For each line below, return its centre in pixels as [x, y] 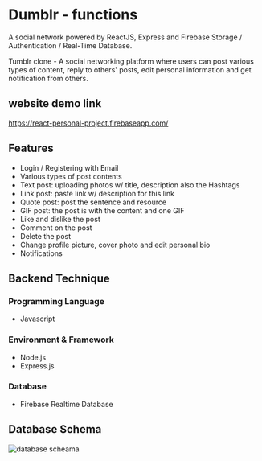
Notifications [41, 253]
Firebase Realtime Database [67, 404]
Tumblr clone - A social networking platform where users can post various [131, 61]
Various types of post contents [71, 176]
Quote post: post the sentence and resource [93, 202]
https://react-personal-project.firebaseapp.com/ [88, 123]
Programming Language [56, 301]
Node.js [33, 357]
